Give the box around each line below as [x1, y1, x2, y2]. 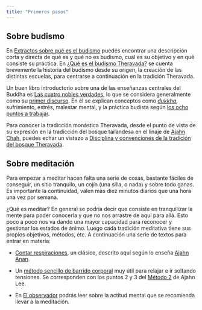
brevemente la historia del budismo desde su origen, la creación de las [6, 66, 182, 74]
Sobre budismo [6, 31, 65, 42]
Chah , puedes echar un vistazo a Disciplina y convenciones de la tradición [6, 134, 191, 142]
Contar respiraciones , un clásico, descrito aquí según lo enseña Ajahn [14, 249, 189, 256]
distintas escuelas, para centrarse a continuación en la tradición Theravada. [6, 73, 195, 80]
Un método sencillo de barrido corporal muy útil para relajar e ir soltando [14, 267, 196, 274]
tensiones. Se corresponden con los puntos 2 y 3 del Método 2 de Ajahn [14, 274, 195, 281]
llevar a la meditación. [14, 298, 70, 305]
